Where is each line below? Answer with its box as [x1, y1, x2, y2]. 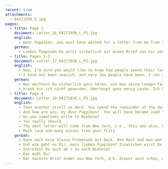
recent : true [5, 7, 32, 12]
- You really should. [18, 118, 64, 124]
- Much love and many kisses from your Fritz [18, 128, 115, 133]
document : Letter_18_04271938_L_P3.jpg [14, 95, 97, 100]
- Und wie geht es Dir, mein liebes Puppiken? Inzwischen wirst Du [18, 142, 162, 147]
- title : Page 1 [9, 26, 43, 31]
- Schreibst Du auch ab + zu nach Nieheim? [18, 147, 111, 152]
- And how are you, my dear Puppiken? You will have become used [18, 109, 160, 115]
